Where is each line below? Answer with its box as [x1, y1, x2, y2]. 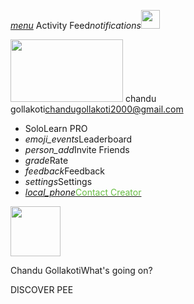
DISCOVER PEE [10, 284, 74, 295]
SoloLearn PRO [24, 123, 88, 134]
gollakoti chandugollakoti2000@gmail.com [10, 103, 184, 115]
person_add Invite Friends [24, 144, 130, 155]
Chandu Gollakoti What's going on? [10, 265, 153, 276]
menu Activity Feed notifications [10, 20, 142, 31]
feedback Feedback [24, 165, 106, 177]
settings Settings [24, 176, 93, 187]
